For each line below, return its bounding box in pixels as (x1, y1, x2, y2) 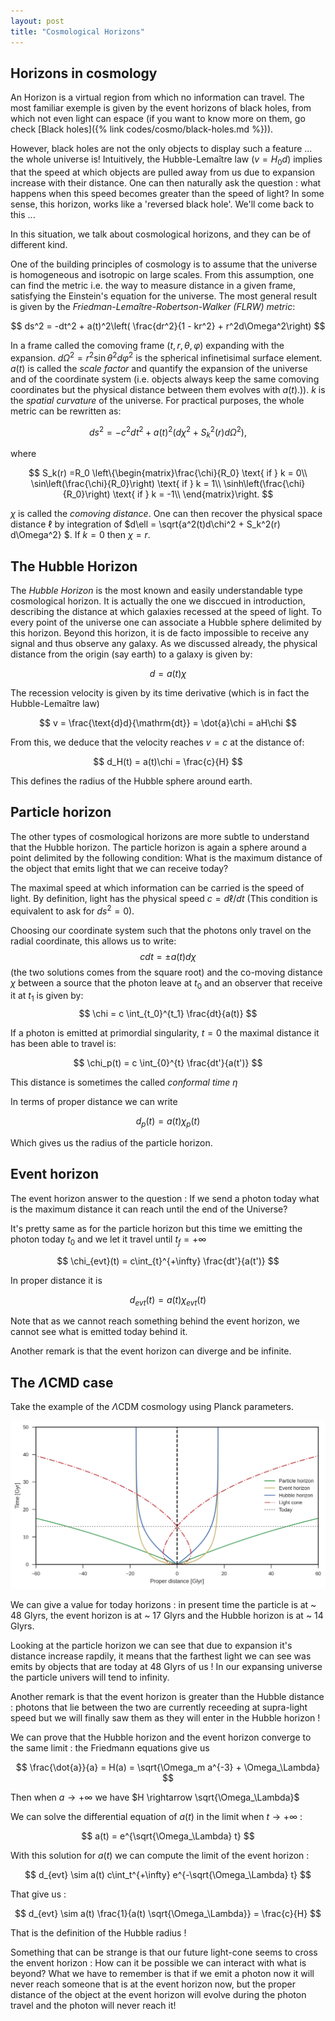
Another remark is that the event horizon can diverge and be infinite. (10, 1345, 292, 1357)
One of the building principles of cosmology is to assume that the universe (10, 258, 318, 270)
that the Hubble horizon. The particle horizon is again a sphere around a (10, 841, 307, 853)
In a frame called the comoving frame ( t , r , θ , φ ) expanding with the (10, 340, 285, 352)
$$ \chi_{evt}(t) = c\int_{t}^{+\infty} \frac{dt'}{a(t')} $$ (56, 1255, 280, 1267)
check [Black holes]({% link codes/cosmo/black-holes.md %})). (10, 123, 274, 135)
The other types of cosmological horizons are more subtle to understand (10, 830, 310, 842)
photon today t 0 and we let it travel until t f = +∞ (10, 1233, 207, 1247)
